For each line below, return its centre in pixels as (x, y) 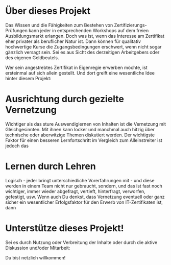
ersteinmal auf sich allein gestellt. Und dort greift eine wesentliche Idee (80, 73)
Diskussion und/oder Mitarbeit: (38, 248)
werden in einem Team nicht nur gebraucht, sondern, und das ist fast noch (84, 186)
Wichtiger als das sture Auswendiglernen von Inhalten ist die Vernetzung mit (86, 124)
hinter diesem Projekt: (28, 78)
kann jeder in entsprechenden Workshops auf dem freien (89, 30)
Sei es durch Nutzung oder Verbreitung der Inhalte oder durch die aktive (81, 242)
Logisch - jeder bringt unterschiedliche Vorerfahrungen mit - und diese (80, 180)
